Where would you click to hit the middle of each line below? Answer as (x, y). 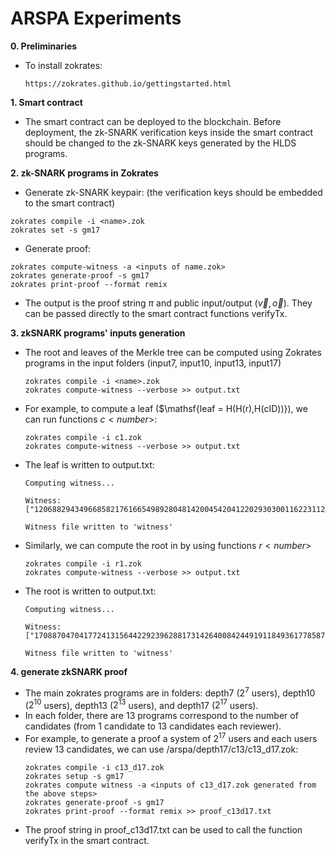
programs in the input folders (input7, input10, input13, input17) (153, 363)
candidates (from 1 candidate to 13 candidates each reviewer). (153, 726)
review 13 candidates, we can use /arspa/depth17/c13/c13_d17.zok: (161, 749)
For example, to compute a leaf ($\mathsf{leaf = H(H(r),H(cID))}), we (166, 408)
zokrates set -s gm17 (55, 230)
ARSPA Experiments (96, 18)
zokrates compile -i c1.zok (83, 437)
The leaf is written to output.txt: (89, 464)
